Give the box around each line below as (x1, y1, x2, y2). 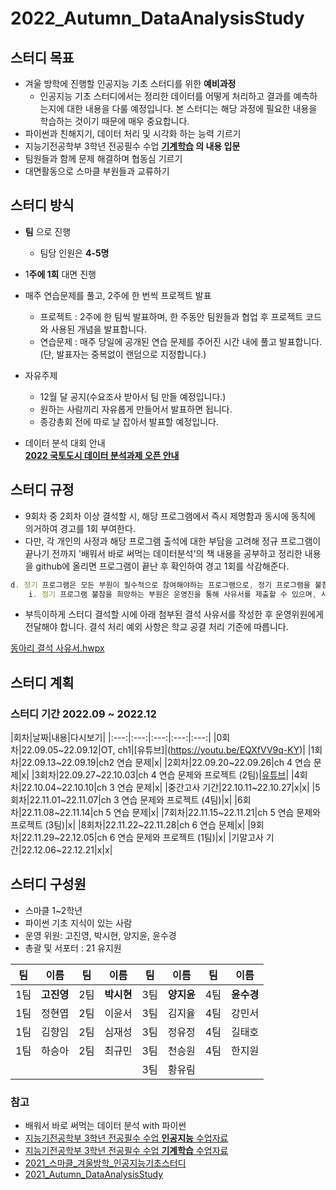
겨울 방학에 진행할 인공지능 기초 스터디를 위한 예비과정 (24, 78, 237, 89)
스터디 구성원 (10, 876, 87, 893)
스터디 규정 (10, 482, 75, 499)
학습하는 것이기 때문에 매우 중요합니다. (39, 115, 190, 127)
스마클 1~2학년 (24, 904, 83, 916)
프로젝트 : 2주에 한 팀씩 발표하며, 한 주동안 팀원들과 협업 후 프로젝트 (39, 310, 304, 322)
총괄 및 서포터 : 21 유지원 (24, 942, 122, 954)
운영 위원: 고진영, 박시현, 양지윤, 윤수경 (24, 929, 177, 941)
